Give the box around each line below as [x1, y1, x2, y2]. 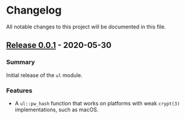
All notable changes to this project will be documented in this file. [6, 23, 167, 30]
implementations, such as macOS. [14, 106, 99, 113]
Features [6, 86, 33, 95]
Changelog [6, 4, 62, 17]
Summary [6, 58, 36, 66]
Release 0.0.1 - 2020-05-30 [6, 40, 112, 50]
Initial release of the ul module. [6, 72, 83, 79]
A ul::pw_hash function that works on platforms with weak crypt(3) [14, 99, 180, 107]
